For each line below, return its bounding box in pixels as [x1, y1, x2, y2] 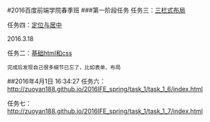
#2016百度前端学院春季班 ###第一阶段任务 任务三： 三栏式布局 [7, 6, 186, 14]
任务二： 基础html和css [7, 49, 73, 57]
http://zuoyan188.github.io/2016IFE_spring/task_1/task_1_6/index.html [7, 85, 203, 93]
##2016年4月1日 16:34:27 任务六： [7, 77, 106, 85]
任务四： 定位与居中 [7, 21, 62, 29]
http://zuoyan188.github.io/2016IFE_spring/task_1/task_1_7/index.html [7, 107, 203, 115]
